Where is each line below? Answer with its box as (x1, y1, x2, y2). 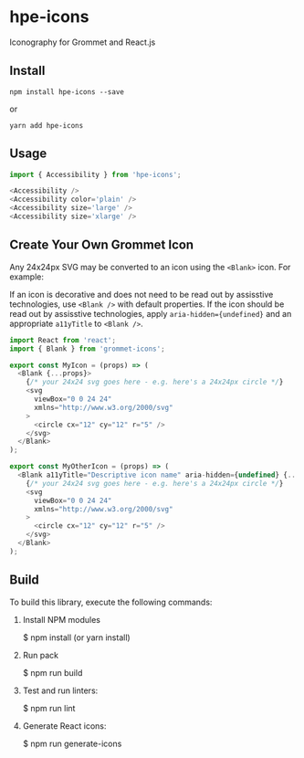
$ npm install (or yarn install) (22, 632, 131, 643)
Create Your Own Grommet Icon (9, 237, 194, 253)
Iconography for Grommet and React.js (9, 37, 156, 47)
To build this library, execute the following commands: (9, 596, 213, 607)
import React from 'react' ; (9, 335, 117, 344)
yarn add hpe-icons (9, 121, 84, 130)
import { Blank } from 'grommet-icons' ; (9, 344, 166, 353)
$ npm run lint (22, 702, 76, 713)
